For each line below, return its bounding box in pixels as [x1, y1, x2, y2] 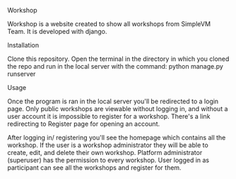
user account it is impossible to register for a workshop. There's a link [7, 112, 211, 120]
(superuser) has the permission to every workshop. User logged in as [7, 156, 210, 164]
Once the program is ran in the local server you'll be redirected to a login [7, 97, 219, 105]
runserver [7, 70, 36, 78]
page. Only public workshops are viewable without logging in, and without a [7, 105, 228, 112]
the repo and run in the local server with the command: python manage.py [7, 62, 224, 70]
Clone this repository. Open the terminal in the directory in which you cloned [7, 54, 230, 63]
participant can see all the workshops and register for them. [7, 163, 182, 172]
